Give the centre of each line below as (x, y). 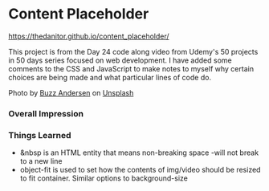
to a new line (41, 161)
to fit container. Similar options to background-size (104, 178)
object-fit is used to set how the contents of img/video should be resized (140, 170)
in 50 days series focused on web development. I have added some (120, 60)
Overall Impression (46, 113)
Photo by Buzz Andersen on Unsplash (71, 92)
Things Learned (40, 135)
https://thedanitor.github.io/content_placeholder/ (89, 36)
